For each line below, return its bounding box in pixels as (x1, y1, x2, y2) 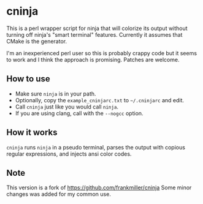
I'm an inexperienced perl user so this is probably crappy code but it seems (6, 49, 197, 56)
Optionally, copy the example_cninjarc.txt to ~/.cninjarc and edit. (15, 96, 185, 104)
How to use (6, 74, 50, 84)
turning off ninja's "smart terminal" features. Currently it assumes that (6, 31, 183, 38)
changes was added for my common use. (6, 191, 112, 198)
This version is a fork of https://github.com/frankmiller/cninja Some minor (6, 184, 192, 191)
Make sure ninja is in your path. (15, 90, 96, 97)
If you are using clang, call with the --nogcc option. (15, 109, 144, 117)
